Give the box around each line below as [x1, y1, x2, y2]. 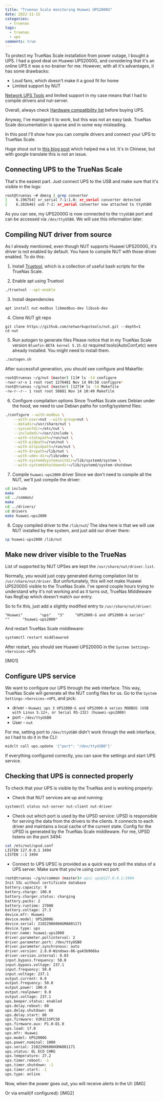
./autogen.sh [5, 357, 32, 362]
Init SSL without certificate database [5, 881, 86, 885]
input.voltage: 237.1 [5, 971, 49, 977]
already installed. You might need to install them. [12, 347, 110, 353]
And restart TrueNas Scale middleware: [5, 626, 84, 632]
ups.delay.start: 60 [5, 1012, 47, 1017]
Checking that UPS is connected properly [5, 772, 134, 781]
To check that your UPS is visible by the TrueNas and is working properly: [5, 785, 153, 791]
